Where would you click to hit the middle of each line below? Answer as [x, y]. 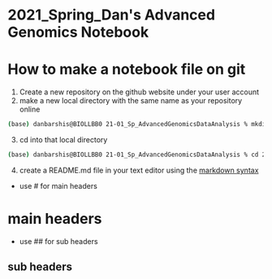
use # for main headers [58, 185]
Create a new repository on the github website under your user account [139, 92]
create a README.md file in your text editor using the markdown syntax [139, 170]
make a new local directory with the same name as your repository [131, 101]
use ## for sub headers [58, 241]
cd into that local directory [63, 139]
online [30, 109]
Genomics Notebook [78, 32]
